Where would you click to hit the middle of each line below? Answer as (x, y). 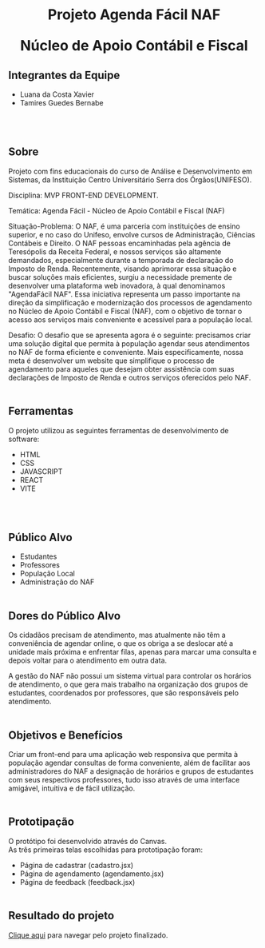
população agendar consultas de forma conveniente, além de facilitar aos (129, 763)
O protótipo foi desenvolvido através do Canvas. (88, 841)
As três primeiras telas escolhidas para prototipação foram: (106, 850)
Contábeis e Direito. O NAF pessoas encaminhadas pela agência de (120, 243)
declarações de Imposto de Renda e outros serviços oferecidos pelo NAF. (130, 377)
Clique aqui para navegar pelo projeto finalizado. (88, 935)
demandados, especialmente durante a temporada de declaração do (121, 260)
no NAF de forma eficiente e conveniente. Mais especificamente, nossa (126, 352)
